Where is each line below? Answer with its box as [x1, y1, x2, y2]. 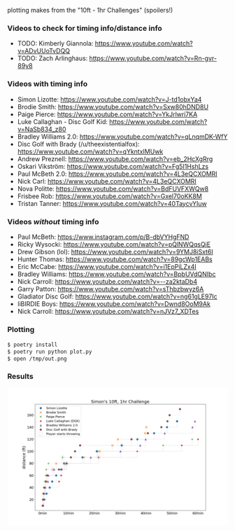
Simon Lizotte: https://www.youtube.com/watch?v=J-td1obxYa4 [17, 95, 202, 104]
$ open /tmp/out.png [7, 355, 68, 363]
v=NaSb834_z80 [17, 125, 66, 133]
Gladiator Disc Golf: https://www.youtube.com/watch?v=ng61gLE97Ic [17, 292, 218, 301]
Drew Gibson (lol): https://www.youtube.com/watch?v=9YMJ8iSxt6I [17, 247, 213, 256]
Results [7, 371, 34, 381]
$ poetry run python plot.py [7, 348, 92, 356]
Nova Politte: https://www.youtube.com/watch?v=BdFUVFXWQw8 [17, 184, 209, 193]
